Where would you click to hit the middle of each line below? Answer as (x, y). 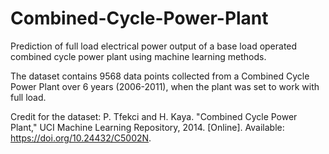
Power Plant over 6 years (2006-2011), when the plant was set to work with (165, 86)
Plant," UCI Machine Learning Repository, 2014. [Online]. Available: (147, 127)
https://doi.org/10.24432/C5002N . (81, 138)
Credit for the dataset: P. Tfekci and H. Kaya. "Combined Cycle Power (154, 116)
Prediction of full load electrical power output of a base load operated (154, 46)
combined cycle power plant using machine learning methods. (138, 56)
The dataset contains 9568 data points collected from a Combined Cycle (160, 76)
